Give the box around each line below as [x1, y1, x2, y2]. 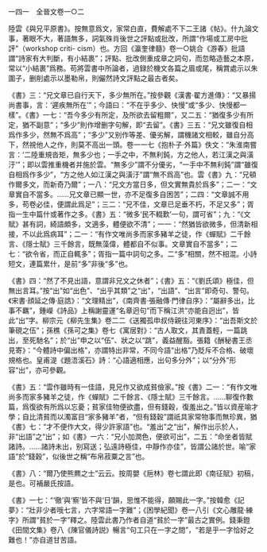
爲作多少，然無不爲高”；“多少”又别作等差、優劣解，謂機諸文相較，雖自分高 [8, 130, 254, 139]
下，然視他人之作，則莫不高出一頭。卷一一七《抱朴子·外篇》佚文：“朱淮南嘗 [8, 140, 257, 149]
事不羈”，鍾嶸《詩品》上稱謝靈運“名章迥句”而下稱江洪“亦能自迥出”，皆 [8, 306, 240, 315]
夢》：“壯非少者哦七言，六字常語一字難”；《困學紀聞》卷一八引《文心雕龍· [8, 505, 246, 515]
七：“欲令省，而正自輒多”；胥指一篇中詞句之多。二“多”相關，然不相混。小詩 [8, 249, 257, 258]
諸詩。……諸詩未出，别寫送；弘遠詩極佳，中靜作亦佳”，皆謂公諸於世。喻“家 [8, 442, 257, 451]
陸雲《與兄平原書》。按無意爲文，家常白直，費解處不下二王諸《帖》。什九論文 [8, 24, 259, 33]
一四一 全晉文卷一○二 [8, 7, 85, 16]
